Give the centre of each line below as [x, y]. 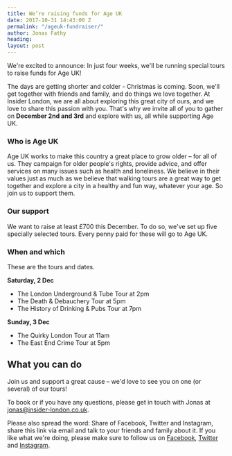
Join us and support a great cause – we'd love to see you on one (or [104, 381]
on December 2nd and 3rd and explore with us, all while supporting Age [110, 116]
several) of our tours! [37, 389]
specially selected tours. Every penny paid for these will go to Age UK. [108, 234]
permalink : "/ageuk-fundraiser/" [55, 26]
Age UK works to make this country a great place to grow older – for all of [112, 156]
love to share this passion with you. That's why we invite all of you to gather [115, 109]
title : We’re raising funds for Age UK [65, 14]
